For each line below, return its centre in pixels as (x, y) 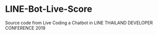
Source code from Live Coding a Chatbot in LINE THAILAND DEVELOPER (79, 23)
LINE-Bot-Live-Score (49, 9)
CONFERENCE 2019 (25, 28)
